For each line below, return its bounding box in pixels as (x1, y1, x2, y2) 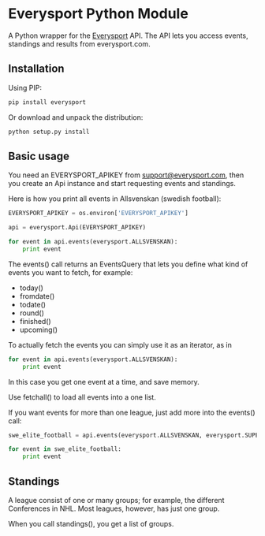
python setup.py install (8, 128, 90, 136)
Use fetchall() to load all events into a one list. (8, 392, 156, 402)
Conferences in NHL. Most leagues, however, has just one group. (8, 504, 220, 513)
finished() (19, 316, 51, 326)
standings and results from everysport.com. (8, 39, 151, 48)
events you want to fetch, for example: (8, 267, 133, 277)
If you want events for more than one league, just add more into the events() (8, 408, 256, 417)
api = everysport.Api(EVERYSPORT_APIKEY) (8, 224, 147, 232)
